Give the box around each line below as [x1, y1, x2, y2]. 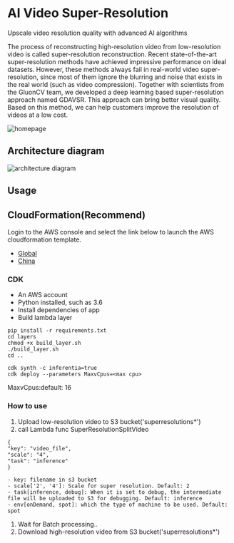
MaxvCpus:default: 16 [7, 383, 71, 392]
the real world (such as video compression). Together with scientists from [7, 80, 225, 88]
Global [17, 249, 37, 257]
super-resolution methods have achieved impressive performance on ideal [7, 57, 227, 66]
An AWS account [17, 291, 68, 299]
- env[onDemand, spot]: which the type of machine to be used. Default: [7, 501, 228, 508]
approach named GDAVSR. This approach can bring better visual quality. [7, 95, 221, 104]
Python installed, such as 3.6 [17, 298, 103, 307]
